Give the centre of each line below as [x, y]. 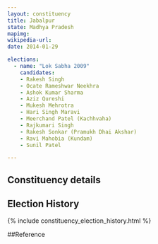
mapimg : [19, 34]
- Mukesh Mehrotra [47, 106]
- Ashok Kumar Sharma [51, 93]
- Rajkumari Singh [47, 125]
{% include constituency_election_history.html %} [79, 221]
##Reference [26, 235]
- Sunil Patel [41, 145]
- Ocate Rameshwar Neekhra [60, 86]
